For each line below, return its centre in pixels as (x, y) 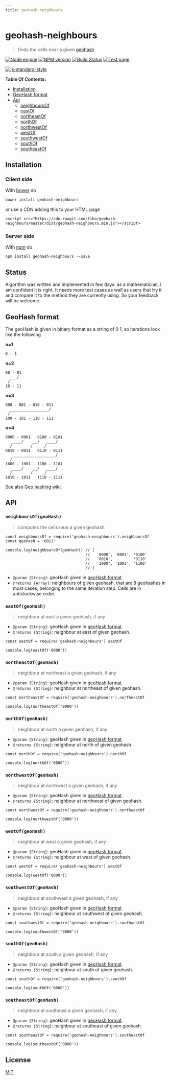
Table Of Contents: (26, 79)
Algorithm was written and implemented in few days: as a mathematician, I (83, 284)
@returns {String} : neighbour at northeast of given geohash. (77, 688)
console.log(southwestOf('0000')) (42, 932)
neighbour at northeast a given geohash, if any (67, 673)
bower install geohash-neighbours (42, 200)
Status (16, 272)
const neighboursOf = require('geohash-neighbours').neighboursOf (77, 537)
